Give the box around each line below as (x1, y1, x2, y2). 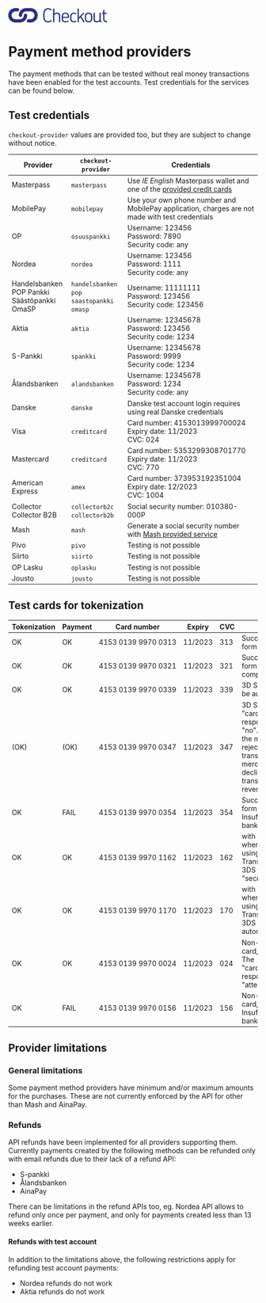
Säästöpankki (11, 295, 56, 305)
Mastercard (11, 455, 50, 464)
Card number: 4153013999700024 (127, 417, 246, 427)
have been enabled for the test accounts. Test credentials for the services (8, 78, 249, 87)
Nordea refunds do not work (19, 1278, 113, 1288)
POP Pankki (11, 287, 50, 296)
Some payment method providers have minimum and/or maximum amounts (8, 1083, 254, 1092)
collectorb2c (70, 503, 115, 511)
